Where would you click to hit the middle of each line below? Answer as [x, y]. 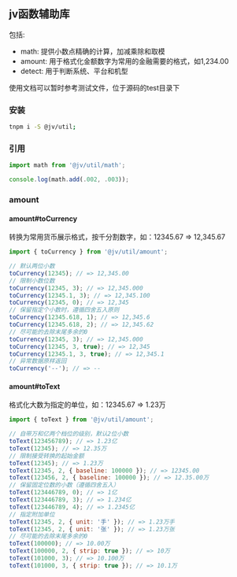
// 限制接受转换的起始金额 [47, 456]
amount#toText [35, 386]
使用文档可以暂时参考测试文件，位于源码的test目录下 [94, 87]
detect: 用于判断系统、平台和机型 [74, 71]
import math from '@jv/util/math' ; [67, 165]
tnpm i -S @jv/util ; [43, 127]
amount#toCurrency [43, 218]
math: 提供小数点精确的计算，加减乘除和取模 [93, 51]
